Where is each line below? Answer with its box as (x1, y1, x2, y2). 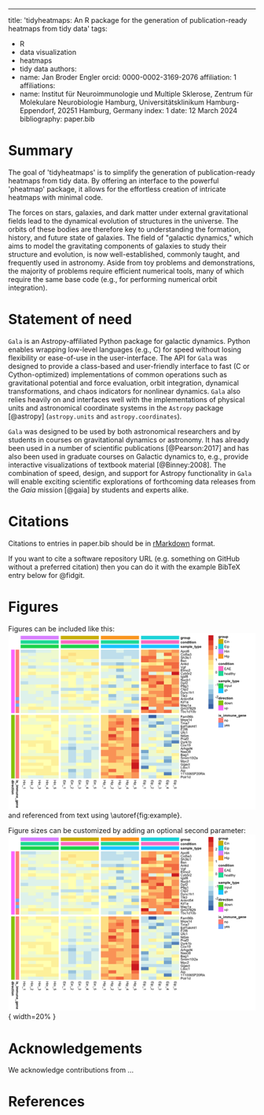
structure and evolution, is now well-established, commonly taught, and (8, 249, 240, 259)
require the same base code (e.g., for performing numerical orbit (8, 274, 218, 283)
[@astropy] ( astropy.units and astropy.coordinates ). (8, 411, 182, 421)
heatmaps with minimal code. (8, 192, 104, 202)
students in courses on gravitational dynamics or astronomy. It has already (8, 435, 250, 444)
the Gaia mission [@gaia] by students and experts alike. (8, 484, 189, 495)
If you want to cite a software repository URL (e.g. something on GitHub (8, 554, 240, 563)
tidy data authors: (19, 64, 77, 73)
